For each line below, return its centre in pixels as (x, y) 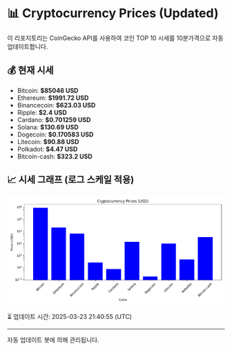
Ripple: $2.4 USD (42, 112)
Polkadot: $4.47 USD (47, 149)
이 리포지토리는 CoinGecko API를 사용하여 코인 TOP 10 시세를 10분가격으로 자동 (115, 38)
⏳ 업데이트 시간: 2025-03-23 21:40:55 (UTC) (70, 316)
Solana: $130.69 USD (48, 127)
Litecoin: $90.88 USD (48, 141)
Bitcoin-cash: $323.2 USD (55, 156)
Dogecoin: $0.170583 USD (55, 134)
